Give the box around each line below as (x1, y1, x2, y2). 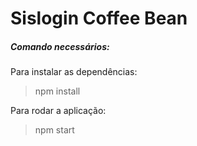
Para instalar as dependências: (10, 66, 138, 78)
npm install (34, 85, 81, 97)
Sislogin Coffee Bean (10, 7, 188, 30)
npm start (34, 124, 75, 136)
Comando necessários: (10, 40, 110, 52)
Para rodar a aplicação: (10, 105, 107, 117)
